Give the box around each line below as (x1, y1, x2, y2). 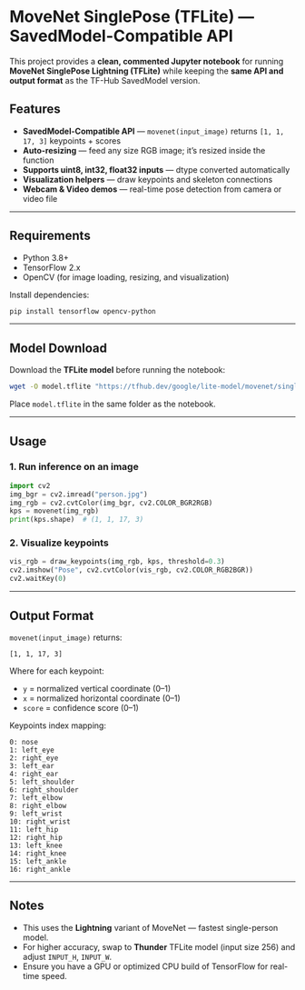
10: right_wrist (9, 816, 71, 826)
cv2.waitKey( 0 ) (9, 575, 67, 584)
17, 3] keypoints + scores (22, 135, 121, 146)
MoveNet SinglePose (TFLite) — (9, 6, 254, 27)
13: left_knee (9, 841, 64, 850)
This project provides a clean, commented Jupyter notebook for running (9, 55, 284, 66)
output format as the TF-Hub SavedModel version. (9, 75, 201, 85)
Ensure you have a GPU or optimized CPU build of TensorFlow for (22, 961, 269, 972)
